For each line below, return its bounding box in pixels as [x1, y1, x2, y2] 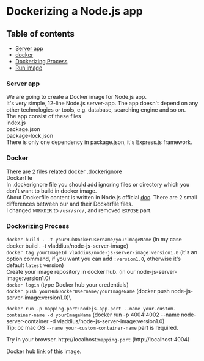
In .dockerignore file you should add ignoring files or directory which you [6, 180, 190, 188]
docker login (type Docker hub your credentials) [6, 281, 129, 288]
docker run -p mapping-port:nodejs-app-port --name [6, 306, 140, 312]
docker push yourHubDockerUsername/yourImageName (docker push [6, 287, 170, 295]
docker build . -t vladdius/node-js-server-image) [6, 242, 129, 249]
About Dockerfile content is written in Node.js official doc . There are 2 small [6, 193, 197, 201]
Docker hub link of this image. [6, 348, 82, 355]
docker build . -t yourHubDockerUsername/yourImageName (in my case [6, 235, 182, 243]
